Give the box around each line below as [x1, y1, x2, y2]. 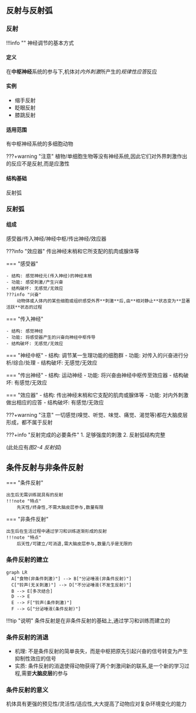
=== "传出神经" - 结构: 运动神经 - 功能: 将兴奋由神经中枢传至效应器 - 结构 [6, 372, 184, 379]
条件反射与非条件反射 [6, 463, 84, 473]
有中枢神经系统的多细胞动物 [6, 140, 74, 147]
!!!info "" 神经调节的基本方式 [6, 39, 74, 46]
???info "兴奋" [6, 291, 42, 297]
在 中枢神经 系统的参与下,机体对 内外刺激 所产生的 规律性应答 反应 [6, 68, 158, 75]
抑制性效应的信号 [14, 655, 57, 662]
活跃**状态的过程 [6, 304, 42, 310]
